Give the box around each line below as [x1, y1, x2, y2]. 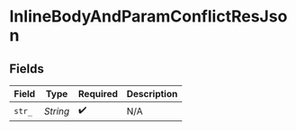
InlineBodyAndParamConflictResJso [9, 6, 288, 27]
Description [126, 88, 178, 100]
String [43, 105, 70, 118]
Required [77, 88, 119, 100]
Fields [9, 61, 45, 76]
